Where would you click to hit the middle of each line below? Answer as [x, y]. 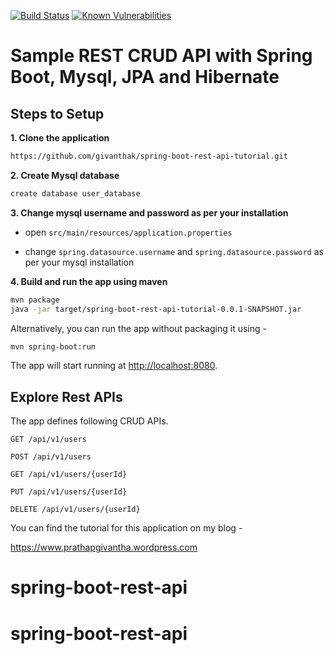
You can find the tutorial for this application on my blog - [126, 528]
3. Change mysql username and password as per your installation [149, 212]
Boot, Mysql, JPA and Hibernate [145, 77]
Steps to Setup [57, 113]
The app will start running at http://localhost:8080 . [114, 366]
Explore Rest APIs [66, 396]
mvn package [35, 300]
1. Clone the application [60, 138]
